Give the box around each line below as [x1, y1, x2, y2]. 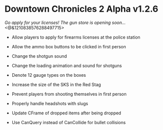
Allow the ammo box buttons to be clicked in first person [11, 43, 126, 49]
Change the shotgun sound [11, 53, 67, 59]
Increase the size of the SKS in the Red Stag [11, 82, 101, 87]
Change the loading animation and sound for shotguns [11, 63, 122, 68]
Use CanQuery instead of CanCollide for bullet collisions [11, 119, 126, 125]
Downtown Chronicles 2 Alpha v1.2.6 [4, 3, 159, 15]
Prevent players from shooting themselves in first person [11, 91, 127, 97]
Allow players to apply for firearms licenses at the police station [11, 34, 140, 40]
